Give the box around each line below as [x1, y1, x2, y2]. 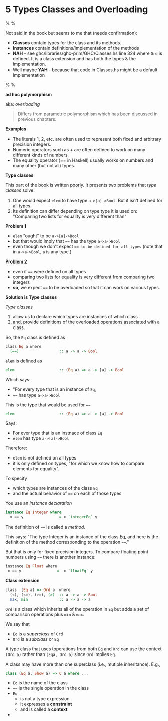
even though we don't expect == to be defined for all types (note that [12, 243, 163, 249]
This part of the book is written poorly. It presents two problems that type [5, 182, 157, 188]
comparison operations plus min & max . [5, 611, 84, 617]
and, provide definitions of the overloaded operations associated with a [12, 319, 160, 325]
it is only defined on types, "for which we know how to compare [12, 460, 145, 467]
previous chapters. [17, 116, 57, 122]
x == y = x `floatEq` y [7, 568, 93, 574]
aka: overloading [5, 101, 40, 107]
